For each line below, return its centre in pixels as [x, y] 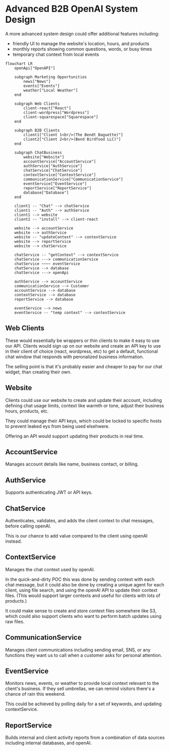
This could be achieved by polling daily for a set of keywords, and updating [83, 704]
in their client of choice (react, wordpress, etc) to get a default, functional [82, 351]
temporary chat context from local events [56, 54]
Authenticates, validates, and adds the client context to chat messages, [80, 521]
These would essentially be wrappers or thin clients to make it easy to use [82, 340]
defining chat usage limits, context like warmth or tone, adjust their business [85, 405]
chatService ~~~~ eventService [47, 264]
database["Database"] [46, 193]
